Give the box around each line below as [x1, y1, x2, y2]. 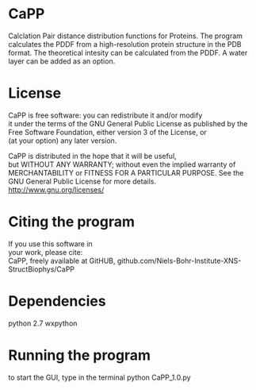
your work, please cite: [8, 247, 83, 257]
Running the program [8, 346, 151, 364]
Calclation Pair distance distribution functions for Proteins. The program [8, 31, 243, 41]
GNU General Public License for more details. [8, 176, 157, 186]
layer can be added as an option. [8, 56, 116, 66]
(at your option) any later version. [8, 136, 117, 145]
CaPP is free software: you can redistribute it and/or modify [8, 110, 203, 120]
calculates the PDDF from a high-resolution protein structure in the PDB [8, 39, 242, 48]
